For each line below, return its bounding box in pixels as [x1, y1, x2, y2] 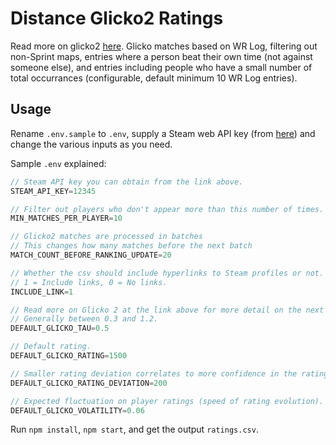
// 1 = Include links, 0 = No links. [10, 277, 168, 287]
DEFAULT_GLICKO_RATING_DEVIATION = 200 [10, 378, 168, 388]
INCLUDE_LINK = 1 [10, 287, 74, 297]
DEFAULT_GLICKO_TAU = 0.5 [10, 323, 110, 334]
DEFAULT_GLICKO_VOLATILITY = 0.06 [10, 405, 145, 416]
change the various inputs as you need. [10, 138, 173, 150]
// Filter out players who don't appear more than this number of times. [10, 204, 325, 214]
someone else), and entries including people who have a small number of [10, 61, 313, 73]
